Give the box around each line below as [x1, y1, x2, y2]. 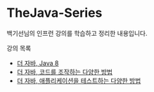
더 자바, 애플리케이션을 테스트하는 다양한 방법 [16, 76, 141, 85]
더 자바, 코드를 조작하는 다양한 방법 [16, 67, 113, 76]
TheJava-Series [6, 5, 103, 21]
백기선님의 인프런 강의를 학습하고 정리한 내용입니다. [6, 29, 148, 37]
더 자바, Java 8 [16, 58, 59, 67]
